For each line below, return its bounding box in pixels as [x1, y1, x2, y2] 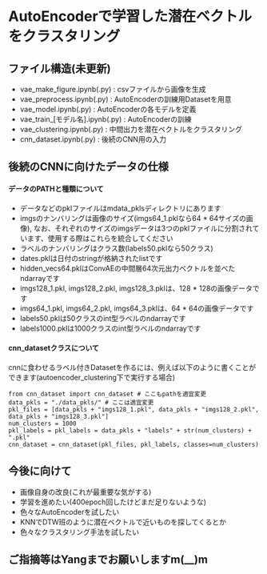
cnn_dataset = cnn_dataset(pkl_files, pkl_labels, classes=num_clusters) [8, 440, 260, 448]
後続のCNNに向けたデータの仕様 [8, 160, 169, 174]
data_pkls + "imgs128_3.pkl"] [8, 412, 110, 420]
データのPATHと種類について [8, 183, 104, 193]
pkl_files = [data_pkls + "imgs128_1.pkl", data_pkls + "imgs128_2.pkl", [8, 405, 260, 413]
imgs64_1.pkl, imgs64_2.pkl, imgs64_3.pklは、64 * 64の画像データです [19, 303, 254, 313]
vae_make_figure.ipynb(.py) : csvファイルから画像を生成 [19, 85, 206, 94]
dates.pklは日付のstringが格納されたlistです [19, 253, 163, 263]
